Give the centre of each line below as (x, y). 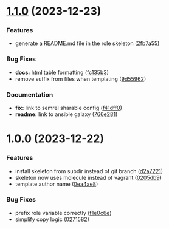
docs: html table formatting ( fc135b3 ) (62, 72)
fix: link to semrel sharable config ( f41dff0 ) (69, 108)
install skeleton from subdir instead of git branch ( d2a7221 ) (89, 171)
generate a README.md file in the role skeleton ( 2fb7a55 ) (87, 43)
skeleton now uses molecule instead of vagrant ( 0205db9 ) (88, 177)
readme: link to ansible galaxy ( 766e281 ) (66, 114)
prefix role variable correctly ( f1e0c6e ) (63, 213)
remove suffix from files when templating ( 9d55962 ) (81, 79)
